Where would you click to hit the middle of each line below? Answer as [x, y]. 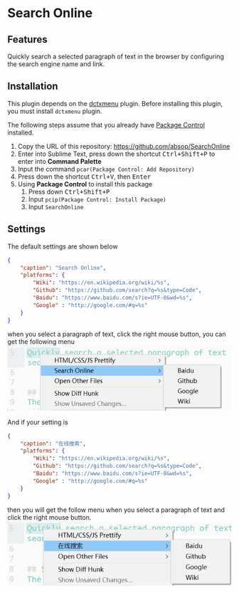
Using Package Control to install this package [85, 184]
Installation [33, 86]
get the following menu [41, 341]
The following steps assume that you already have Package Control [106, 125]
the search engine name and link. [56, 64]
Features [27, 40]
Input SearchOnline [56, 206]
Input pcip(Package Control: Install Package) [97, 199]
